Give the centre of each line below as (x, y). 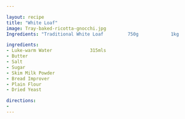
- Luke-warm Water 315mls (56, 51)
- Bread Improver (28, 79)
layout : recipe (25, 17)
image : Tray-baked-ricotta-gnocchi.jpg (56, 28)
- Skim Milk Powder (31, 73)
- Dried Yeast (24, 90)
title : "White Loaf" (32, 23)
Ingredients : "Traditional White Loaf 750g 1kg (93, 34)
